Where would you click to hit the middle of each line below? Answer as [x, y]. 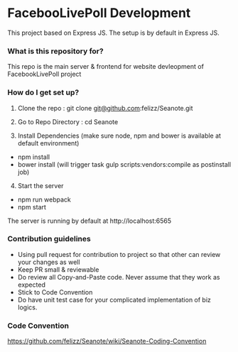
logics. [27, 307]
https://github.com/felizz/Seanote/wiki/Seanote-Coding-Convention [107, 341]
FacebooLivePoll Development [99, 13]
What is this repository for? [56, 51]
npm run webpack [44, 199]
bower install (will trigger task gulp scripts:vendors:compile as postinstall [124, 164]
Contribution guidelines [49, 239]
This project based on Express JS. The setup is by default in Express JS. [114, 33]
